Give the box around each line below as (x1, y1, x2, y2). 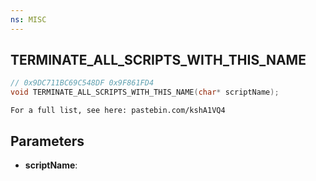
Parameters (10, 132, 85, 150)
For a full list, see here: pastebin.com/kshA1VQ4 (10, 106, 226, 116)
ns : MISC (10, 14, 47, 25)
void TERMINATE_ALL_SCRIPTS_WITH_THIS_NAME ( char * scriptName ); (10, 87, 280, 98)
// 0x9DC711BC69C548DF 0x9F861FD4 (10, 78, 155, 88)
